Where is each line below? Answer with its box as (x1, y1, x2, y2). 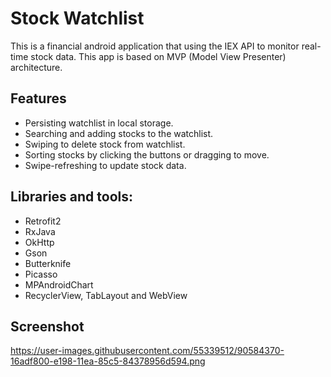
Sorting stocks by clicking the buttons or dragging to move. (24, 148, 270, 161)
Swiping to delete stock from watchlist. (24, 138, 186, 150)
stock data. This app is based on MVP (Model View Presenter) (30, 50, 287, 62)
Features (10, 90, 67, 107)
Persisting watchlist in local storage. (24, 117, 174, 129)
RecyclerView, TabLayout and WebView (24, 289, 188, 301)
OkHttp (24, 236, 55, 248)
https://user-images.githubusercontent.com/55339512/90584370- (10, 345, 285, 357)
